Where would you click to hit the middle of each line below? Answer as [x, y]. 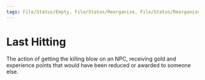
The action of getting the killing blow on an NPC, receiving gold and [91, 59]
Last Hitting [36, 42]
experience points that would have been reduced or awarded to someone [99, 65]
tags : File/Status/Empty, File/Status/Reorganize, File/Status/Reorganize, [105, 12]
